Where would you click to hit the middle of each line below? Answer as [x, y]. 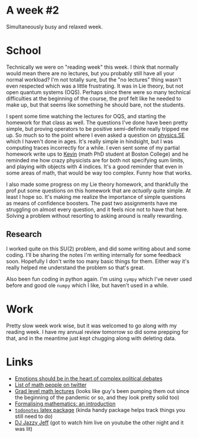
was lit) [23, 429]
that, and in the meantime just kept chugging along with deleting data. [91, 338]
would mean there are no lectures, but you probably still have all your [90, 73]
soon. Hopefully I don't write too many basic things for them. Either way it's [98, 261]
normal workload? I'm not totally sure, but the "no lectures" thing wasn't [94, 79]
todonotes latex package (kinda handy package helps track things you [100, 410]
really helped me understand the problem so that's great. [75, 268]
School [24, 51]
